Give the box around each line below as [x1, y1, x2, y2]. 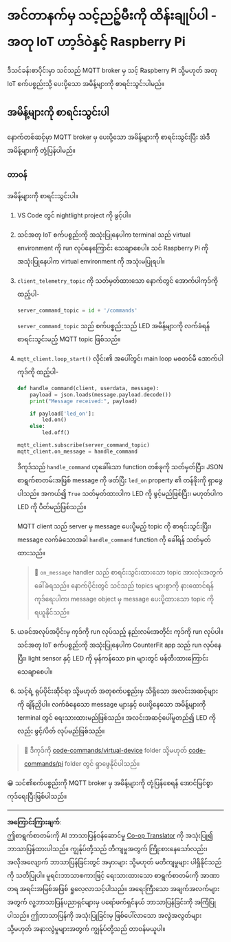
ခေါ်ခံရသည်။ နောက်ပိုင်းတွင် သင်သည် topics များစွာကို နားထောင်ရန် [34, 581, 214, 590]
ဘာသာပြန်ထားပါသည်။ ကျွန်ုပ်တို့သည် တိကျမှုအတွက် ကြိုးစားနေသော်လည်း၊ [7, 844, 208, 853]
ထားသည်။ [16, 548, 46, 557]
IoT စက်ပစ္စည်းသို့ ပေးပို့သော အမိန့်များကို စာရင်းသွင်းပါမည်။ [7, 79, 165, 87]
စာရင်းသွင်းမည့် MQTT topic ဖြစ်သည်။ [16, 334, 121, 343]
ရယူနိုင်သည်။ [34, 608, 70, 616]
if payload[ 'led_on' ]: [30, 410, 95, 417]
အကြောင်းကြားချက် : [7, 817, 62, 826]
